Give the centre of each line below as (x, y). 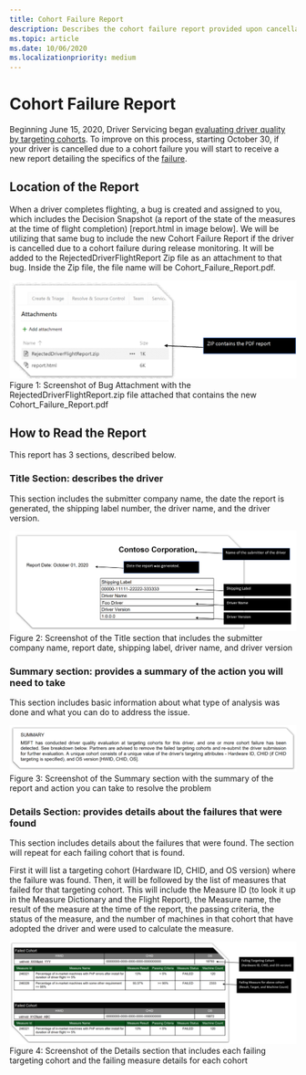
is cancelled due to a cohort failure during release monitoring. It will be (142, 248)
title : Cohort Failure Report (67, 19)
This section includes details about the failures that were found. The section (152, 843)
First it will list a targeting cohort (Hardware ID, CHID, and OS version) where (153, 870)
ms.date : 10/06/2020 (49, 48)
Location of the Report (74, 187)
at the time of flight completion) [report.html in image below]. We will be (144, 228)
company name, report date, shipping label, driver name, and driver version (151, 648)
